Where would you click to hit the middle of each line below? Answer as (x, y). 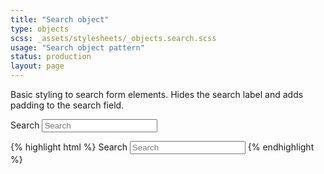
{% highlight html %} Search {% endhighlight (162, 147)
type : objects (40, 29)
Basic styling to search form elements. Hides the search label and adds (157, 94)
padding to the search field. (67, 105)
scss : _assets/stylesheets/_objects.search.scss (113, 38)
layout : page (37, 66)
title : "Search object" (60, 19)
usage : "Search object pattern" (77, 47)
